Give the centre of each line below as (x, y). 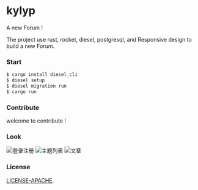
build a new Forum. (31, 46)
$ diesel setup (26, 80)
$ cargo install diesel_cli (42, 75)
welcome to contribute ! (36, 121)
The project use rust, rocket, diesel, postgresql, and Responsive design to (99, 39)
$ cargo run (21, 92)
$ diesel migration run (37, 86)
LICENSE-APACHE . (30, 180)
